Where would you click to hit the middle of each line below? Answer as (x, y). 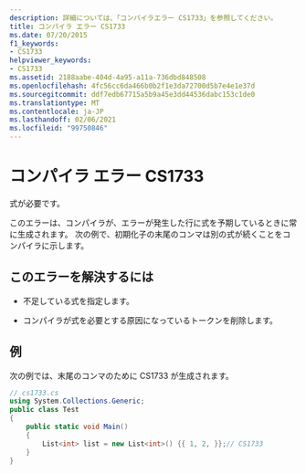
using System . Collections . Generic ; (77, 401)
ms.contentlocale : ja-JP (57, 111)
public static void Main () (77, 427)
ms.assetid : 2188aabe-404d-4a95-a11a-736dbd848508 (108, 78)
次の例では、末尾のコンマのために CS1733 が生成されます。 (122, 375)
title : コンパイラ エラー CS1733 (68, 26)
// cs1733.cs (34, 393)
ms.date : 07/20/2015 (49, 35)
